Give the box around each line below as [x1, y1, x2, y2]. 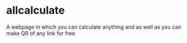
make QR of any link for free [6, 29, 76, 36]
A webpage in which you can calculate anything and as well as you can [6, 23, 182, 30]
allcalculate [6, 4, 65, 17]
